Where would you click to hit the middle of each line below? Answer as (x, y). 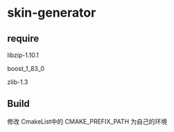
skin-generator (52, 13)
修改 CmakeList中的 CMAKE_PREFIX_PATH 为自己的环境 (87, 121)
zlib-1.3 (18, 82)
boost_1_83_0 (26, 68)
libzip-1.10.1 (23, 55)
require (23, 39)
